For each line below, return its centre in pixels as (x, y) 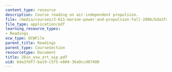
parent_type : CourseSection (35, 48)
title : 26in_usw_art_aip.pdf (36, 57)
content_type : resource (31, 10)
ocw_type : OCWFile (25, 39)
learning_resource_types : (33, 29)
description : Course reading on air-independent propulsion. (72, 15)
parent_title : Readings (31, 43)
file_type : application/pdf (35, 24)
